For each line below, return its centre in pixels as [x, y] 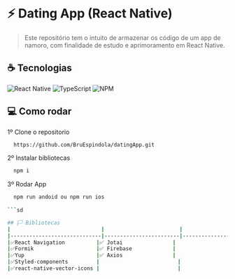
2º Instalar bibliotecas [39, 158]
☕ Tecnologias [40, 68]
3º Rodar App [27, 184]
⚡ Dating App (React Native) [90, 14]
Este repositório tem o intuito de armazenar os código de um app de [122, 38]
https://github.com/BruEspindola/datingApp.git [84, 144]
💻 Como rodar [40, 112]
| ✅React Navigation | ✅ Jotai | [92, 243]
